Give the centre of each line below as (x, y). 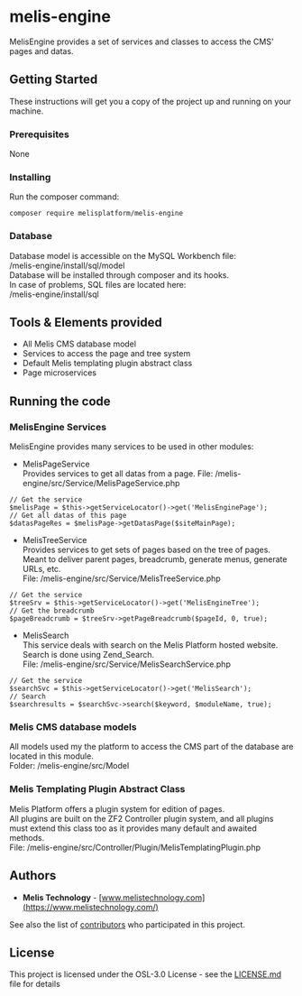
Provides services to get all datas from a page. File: (118, 474)
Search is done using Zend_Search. (88, 655)
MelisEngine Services (58, 427)
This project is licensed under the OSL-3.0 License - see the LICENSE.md (146, 974)
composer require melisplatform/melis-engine (96, 214)
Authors (33, 876)
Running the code (60, 401)
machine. (27, 111)
